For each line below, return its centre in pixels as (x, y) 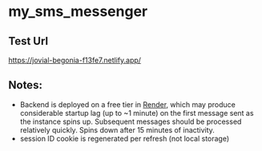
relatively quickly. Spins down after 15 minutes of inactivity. (117, 129)
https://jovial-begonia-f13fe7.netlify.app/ (75, 60)
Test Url (28, 41)
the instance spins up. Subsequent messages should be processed (131, 121)
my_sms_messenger (78, 12)
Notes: (25, 85)
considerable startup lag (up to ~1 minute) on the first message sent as (137, 113)
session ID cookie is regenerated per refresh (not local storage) (125, 138)
